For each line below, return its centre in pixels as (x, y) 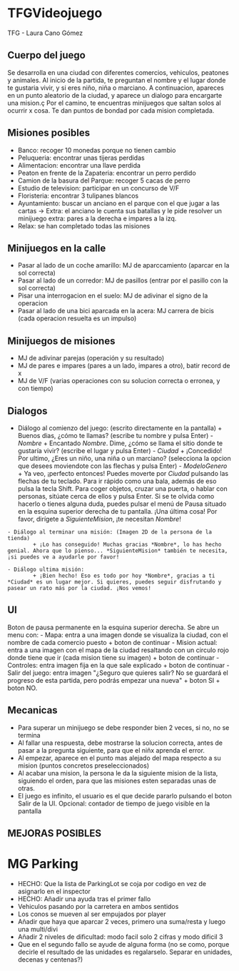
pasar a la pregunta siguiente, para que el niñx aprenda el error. (111, 750)
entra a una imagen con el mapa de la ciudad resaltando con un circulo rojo (118, 650)
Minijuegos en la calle (57, 248)
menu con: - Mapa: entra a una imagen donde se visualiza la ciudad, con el (118, 635)
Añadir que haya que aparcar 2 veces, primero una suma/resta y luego (122, 921)
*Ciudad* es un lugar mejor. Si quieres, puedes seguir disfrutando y (115, 582)
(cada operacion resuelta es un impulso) (77, 318)
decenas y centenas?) (50, 959)
